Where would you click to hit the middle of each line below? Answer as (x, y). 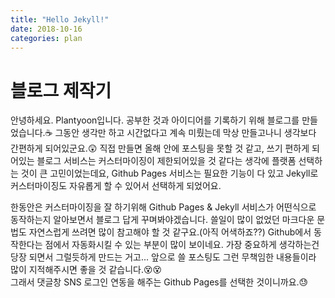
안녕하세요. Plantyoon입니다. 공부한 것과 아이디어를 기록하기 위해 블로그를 (155, 120)
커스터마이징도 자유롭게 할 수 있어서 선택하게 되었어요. (116, 186)
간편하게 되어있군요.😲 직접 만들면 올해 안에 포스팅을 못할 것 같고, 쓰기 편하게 (160, 148)
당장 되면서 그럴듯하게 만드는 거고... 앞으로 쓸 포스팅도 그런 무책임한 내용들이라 (163, 257)
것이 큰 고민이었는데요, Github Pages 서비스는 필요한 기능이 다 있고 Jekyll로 (169, 173)
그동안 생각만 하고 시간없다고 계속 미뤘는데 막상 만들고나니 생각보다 (185, 133)
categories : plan (46, 38)
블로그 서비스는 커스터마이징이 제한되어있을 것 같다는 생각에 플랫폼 (166, 161)
